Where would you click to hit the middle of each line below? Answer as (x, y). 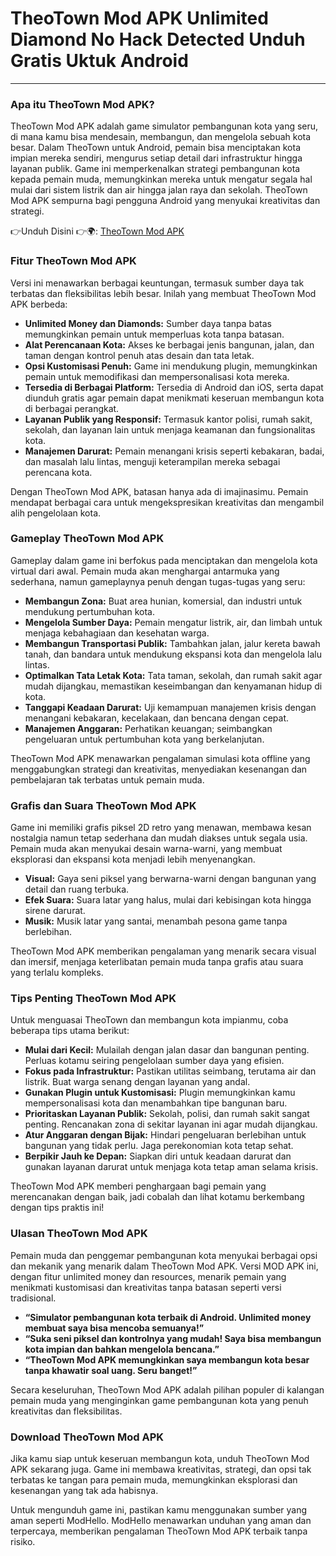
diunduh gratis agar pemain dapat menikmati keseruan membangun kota (174, 398)
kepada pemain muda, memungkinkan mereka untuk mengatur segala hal (161, 179)
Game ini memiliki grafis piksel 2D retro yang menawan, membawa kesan (161, 828)
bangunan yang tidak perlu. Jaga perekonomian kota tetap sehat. (159, 1146)
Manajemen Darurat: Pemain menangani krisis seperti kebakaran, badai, (174, 451)
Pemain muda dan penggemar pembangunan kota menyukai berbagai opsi (164, 1255)
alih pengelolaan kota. (56, 513)
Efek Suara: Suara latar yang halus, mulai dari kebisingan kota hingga (168, 900)
